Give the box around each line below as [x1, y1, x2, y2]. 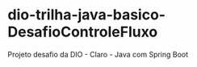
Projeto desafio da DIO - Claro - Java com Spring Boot [7, 49, 189, 59]
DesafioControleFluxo [7, 23, 158, 41]
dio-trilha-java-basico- [7, 6, 166, 24]
